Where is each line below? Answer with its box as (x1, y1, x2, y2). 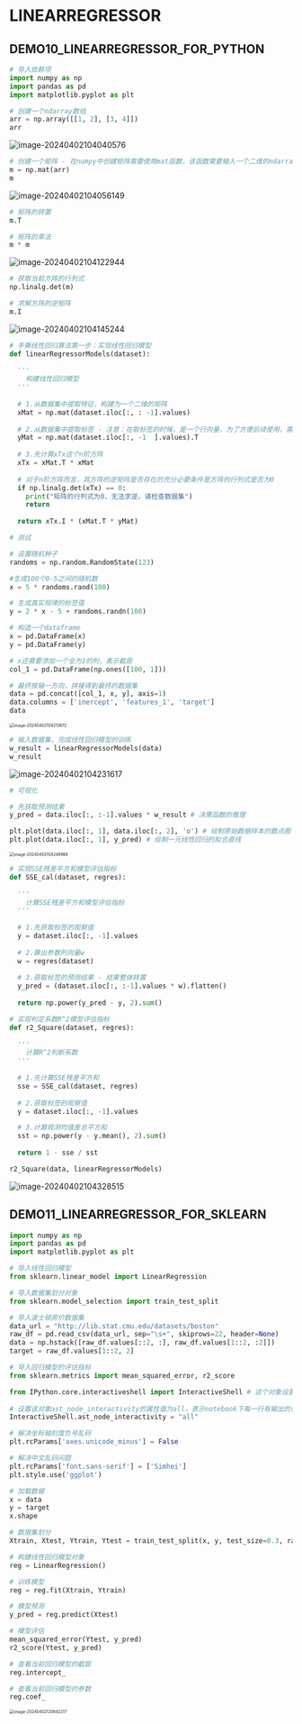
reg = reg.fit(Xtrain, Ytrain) (9, 1585, 127, 1595)
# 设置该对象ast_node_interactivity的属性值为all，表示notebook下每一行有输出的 (9, 1404, 291, 1413)
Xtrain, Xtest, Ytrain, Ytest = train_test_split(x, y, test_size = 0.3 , (9, 1537, 283, 1546)
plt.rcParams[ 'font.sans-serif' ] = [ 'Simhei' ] (9, 1462, 187, 1471)
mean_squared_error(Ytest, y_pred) (9, 1635, 143, 1645)
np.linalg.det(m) (9, 283, 75, 292)
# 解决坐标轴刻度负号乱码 (9, 1429, 92, 1438)
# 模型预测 (9, 1601, 45, 1611)
